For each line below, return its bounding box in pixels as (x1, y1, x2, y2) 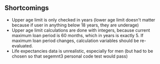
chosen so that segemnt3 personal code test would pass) (11, 53, 128, 59)
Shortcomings (4, 4, 49, 12)
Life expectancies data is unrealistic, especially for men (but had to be (11, 48, 154, 54)
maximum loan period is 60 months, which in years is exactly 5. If (11, 32, 144, 38)
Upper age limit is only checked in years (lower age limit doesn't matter (11, 17, 156, 22)
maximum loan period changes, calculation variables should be (11, 38, 139, 43)
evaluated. (11, 43, 33, 48)
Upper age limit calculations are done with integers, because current (11, 27, 150, 33)
